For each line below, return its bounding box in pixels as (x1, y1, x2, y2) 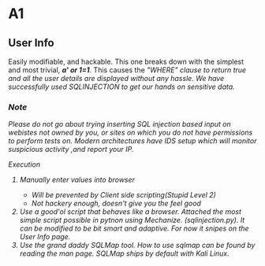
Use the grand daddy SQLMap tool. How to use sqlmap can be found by (19, 241, 256, 250)
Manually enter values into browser (19, 175, 136, 185)
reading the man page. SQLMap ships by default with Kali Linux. (19, 249, 230, 258)
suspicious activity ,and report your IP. (8, 145, 134, 154)
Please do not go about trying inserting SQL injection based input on (8, 120, 231, 129)
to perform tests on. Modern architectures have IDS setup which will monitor (8, 136, 257, 146)
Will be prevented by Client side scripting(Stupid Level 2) (31, 190, 217, 200)
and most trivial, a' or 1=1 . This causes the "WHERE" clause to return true (8, 65, 247, 75)
